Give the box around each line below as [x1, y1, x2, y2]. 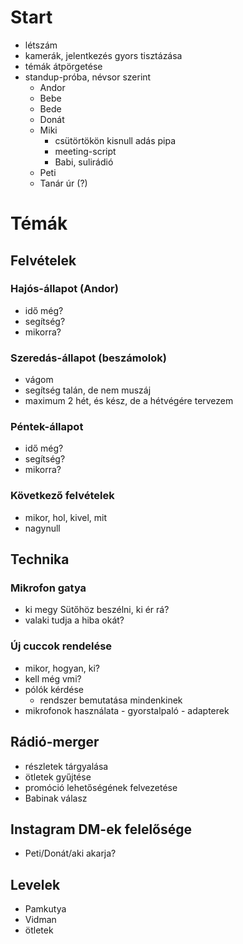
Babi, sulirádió [54, 156, 114, 168]
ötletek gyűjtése [24, 771, 92, 783]
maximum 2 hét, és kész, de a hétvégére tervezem [24, 395, 234, 407]
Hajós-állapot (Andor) [10, 282, 119, 296]
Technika [10, 551, 70, 568]
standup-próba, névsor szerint [24, 71, 152, 83]
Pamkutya [24, 903, 67, 915]
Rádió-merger [10, 734, 100, 751]
